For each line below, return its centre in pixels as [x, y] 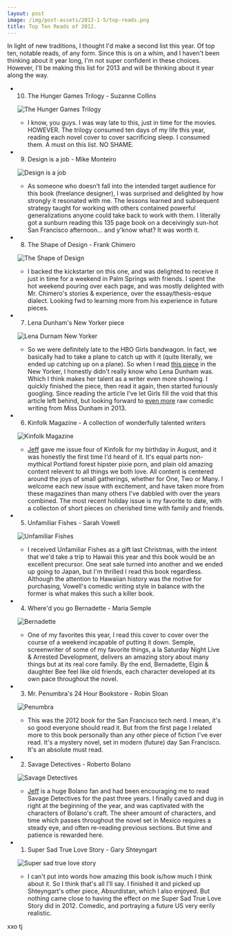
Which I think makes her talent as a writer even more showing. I [118, 379]
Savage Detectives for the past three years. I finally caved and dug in [125, 798]
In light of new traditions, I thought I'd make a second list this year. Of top [111, 46]
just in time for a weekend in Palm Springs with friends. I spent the [121, 279]
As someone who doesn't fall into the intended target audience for [121, 186]
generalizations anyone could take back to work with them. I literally [124, 215]
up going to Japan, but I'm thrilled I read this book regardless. [115, 572]
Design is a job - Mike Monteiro [72, 159]
